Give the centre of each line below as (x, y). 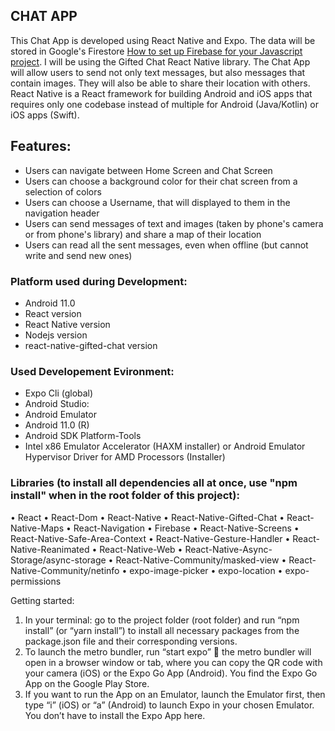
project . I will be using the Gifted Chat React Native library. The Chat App (160, 61)
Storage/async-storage (58, 560)
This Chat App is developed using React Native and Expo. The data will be (163, 40)
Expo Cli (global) (59, 393)
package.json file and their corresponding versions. (131, 641)
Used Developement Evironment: (92, 371)
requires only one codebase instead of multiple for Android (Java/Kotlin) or (164, 104)
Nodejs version (56, 335)
